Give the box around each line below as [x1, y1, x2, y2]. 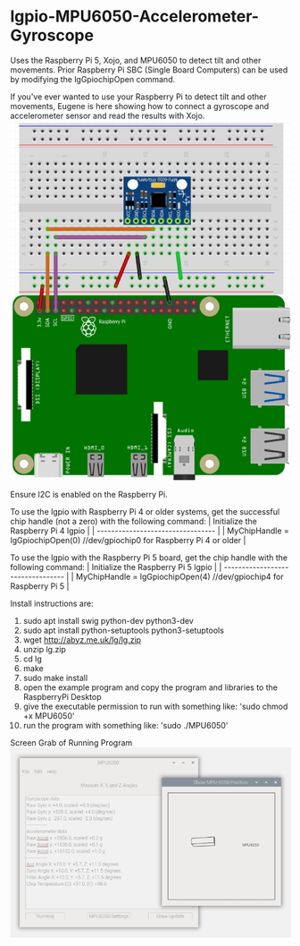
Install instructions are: [10, 598, 94, 609]
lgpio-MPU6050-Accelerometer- [10, 6, 260, 27]
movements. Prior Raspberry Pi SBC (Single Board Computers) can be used [10, 64, 288, 75]
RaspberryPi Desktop [22, 691, 102, 702]
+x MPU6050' [22, 710, 75, 721]
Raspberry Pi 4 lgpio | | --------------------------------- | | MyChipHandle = [10, 525, 289, 536]
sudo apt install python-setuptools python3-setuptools [22, 625, 224, 635]
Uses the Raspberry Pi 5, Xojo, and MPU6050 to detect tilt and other [10, 55, 262, 65]
